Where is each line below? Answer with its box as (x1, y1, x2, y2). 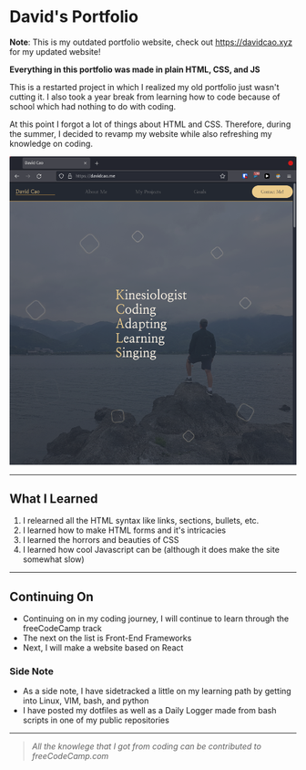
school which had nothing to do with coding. (9, 100, 177, 111)
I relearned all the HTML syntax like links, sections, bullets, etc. (22, 515, 260, 526)
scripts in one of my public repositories (22, 714, 170, 726)
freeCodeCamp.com (31, 751, 109, 762)
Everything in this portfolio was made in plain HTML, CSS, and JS (9, 64, 261, 75)
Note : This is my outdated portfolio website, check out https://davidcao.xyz (9, 36, 293, 47)
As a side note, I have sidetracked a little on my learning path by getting (22, 686, 291, 697)
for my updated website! (9, 46, 101, 57)
